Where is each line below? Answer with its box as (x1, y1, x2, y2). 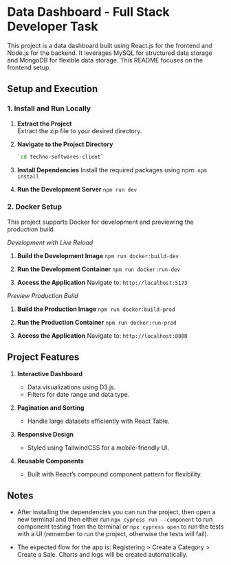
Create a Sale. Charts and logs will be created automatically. (16, 551, 188, 559)
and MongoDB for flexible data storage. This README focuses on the (7, 56, 203, 64)
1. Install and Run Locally (7, 104, 91, 113)
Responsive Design (16, 430, 74, 438)
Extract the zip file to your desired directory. (16, 126, 142, 135)
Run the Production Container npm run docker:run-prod (16, 318, 177, 326)
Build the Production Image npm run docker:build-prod (16, 305, 175, 313)
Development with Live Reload (7, 238, 93, 246)
